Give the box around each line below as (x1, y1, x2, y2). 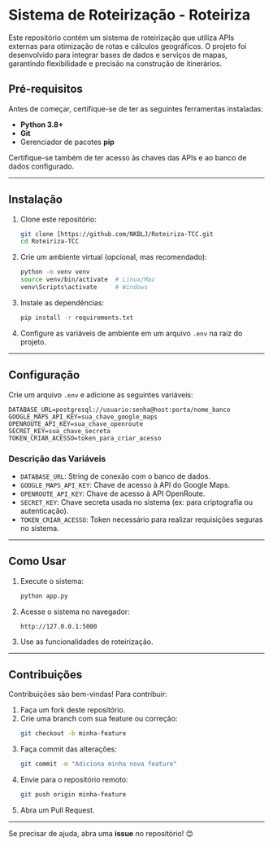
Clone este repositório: (19, 214, 97, 224)
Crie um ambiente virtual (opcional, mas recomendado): (19, 252, 207, 262)
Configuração (8, 368, 80, 382)
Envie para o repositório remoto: (19, 775, 128, 785)
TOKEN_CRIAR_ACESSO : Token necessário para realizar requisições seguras (19, 515, 263, 524)
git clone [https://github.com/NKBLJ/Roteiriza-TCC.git (19, 230, 214, 238)
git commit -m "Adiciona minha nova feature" (19, 760, 177, 769)
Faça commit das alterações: (19, 744, 118, 754)
